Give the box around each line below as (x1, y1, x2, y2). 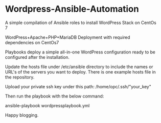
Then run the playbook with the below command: (5, 93, 104, 99)
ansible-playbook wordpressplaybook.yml (5, 102, 90, 108)
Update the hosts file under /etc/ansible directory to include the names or (5, 64, 153, 70)
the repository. (5, 74, 35, 80)
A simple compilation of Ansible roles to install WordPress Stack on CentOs (5, 20, 157, 25)
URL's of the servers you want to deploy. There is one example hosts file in (5, 69, 156, 74)
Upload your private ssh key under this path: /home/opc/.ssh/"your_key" (5, 83, 152, 89)
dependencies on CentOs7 (5, 39, 59, 45)
